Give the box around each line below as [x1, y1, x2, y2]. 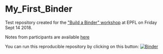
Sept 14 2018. [5, 24, 33, 30]
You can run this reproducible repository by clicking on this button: [5, 43, 139, 49]
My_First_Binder [5, 3, 73, 15]
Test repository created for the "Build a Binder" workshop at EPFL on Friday [5, 19, 157, 25]
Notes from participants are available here [5, 34, 90, 40]
